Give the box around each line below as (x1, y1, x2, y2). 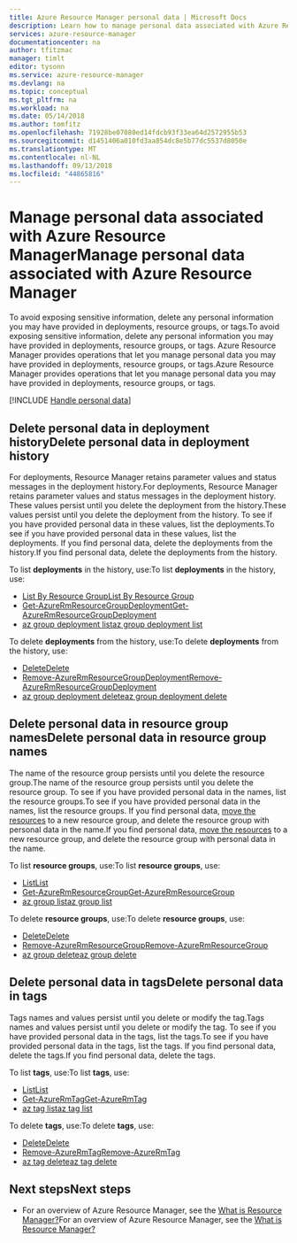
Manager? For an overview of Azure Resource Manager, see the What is (21, 1215, 283, 1225)
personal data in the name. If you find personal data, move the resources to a (9, 824, 288, 835)
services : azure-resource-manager (9, 29, 137, 38)
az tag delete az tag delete (21, 1156, 118, 1167)
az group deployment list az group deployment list (21, 619, 203, 629)
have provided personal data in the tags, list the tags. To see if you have (9, 1031, 270, 1041)
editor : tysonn (9, 63, 65, 72)
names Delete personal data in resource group (9, 730, 267, 745)
